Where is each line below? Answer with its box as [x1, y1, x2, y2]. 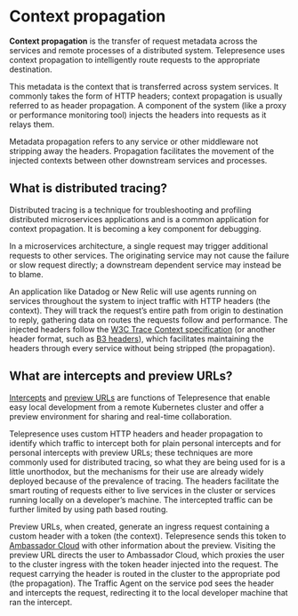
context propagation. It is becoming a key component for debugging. [9, 223, 262, 234]
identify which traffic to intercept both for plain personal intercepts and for [9, 437, 282, 448]
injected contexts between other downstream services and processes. [9, 155, 268, 165]
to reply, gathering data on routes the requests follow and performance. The [9, 314, 288, 325]
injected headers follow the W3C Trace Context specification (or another [9, 324, 276, 334]
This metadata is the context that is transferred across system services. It [9, 81, 279, 92]
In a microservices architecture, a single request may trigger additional [9, 240, 269, 251]
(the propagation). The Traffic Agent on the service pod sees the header [9, 578, 274, 588]
